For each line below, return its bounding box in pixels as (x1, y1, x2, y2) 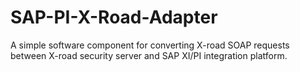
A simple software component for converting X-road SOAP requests (10, 39, 290, 51)
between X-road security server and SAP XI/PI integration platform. (10, 49, 288, 61)
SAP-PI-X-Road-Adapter (10, 6, 218, 29)
